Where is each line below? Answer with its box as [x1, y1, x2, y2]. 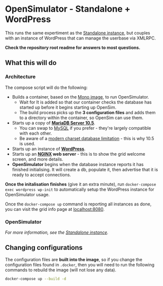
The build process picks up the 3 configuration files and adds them [19, 109, 156, 115]
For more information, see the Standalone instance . [5, 229, 109, 235]
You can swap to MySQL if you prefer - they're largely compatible [19, 125, 151, 131]
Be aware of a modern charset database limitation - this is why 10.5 [19, 135, 154, 141]
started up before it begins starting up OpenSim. [19, 104, 117, 110]
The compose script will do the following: [5, 84, 88, 90]
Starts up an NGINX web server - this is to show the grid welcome [12, 151, 145, 157]
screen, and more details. [12, 156, 63, 162]
